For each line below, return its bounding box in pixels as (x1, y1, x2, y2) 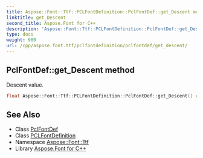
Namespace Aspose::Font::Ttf (14, 139, 89, 146)
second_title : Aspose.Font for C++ (6, 20, 96, 26)
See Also (6, 110, 40, 120)
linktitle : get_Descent (6, 15, 66, 21)
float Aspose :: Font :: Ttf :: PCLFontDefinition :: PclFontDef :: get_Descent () (6, 93, 193, 99)
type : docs (6, 31, 34, 38)
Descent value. (6, 81, 44, 88)
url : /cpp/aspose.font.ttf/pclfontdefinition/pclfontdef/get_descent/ (6, 43, 188, 49)
